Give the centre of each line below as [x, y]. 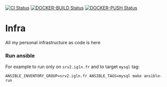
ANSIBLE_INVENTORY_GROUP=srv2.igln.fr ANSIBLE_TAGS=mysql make [74, 76]
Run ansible [20, 55]
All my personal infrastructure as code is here [53, 42]
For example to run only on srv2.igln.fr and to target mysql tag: [73, 67]
